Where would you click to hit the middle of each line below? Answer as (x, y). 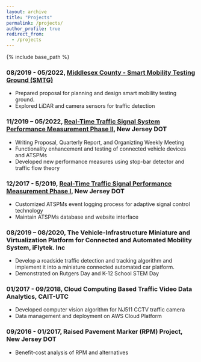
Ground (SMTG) (30, 80)
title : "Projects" (29, 17)
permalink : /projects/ (35, 23)
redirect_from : (25, 34)
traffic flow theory (37, 168)
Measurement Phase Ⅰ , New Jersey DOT (66, 191)
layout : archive (26, 12)
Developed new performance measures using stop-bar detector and (100, 161)
